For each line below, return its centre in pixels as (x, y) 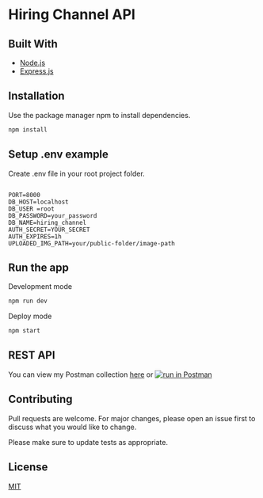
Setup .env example (59, 155)
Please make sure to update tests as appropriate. (88, 442)
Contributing (40, 399)
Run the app (38, 267)
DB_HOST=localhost (38, 202)
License (28, 468)
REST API (32, 355)
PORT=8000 (25, 195)
